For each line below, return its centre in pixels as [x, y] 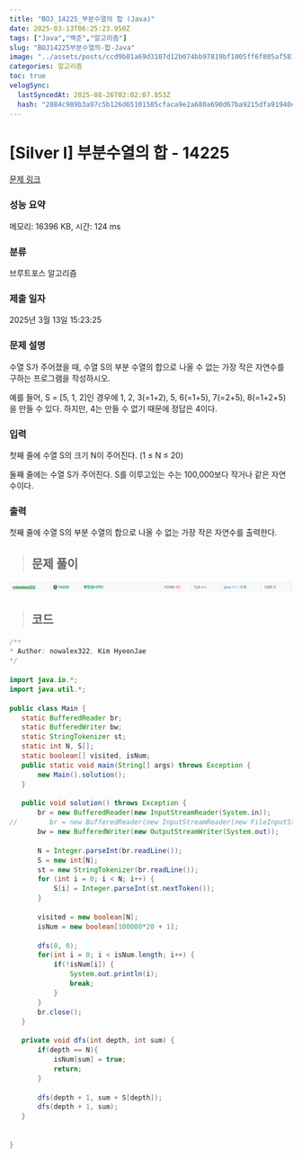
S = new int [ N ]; [68, 860]
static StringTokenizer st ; [74, 737]
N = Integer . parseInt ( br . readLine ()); [110, 850]
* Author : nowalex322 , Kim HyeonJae [78, 651]
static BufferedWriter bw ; [72, 727]
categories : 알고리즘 [46, 67]
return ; [68, 1069]
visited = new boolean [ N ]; [88, 917]
